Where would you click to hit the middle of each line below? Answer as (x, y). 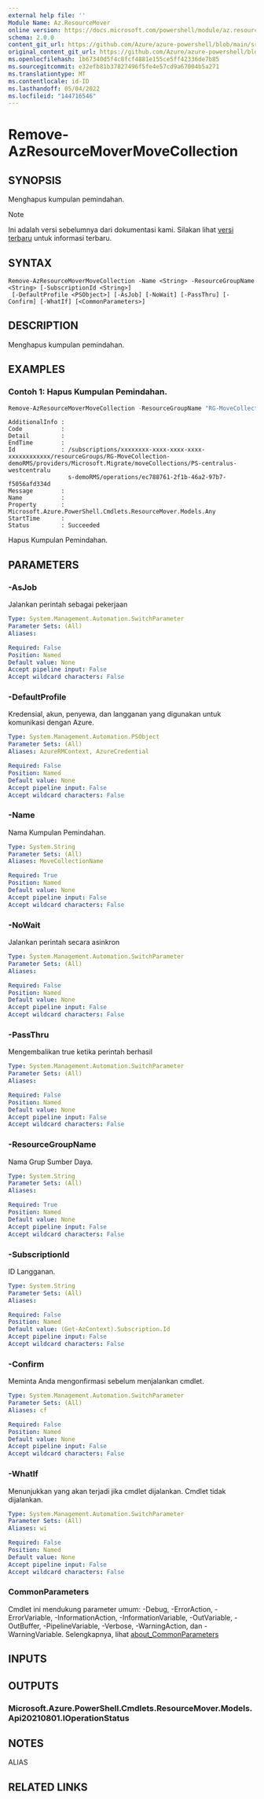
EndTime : (37, 443)
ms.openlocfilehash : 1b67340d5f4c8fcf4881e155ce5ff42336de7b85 (114, 60)
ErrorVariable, (31, 1617)
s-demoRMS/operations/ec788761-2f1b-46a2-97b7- (147, 477)
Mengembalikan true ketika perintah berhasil (81, 1052)
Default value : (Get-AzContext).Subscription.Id (89, 1329)
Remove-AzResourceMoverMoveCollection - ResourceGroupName (105, 408)
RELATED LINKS (48, 1787)
